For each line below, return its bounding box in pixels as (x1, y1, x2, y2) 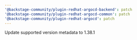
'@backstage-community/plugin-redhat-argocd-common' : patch (4, 12, 131, 17)
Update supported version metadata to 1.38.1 (4, 30, 95, 36)
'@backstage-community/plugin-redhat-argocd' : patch (4, 16, 115, 21)
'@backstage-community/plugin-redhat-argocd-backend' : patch (4, 7, 133, 12)
